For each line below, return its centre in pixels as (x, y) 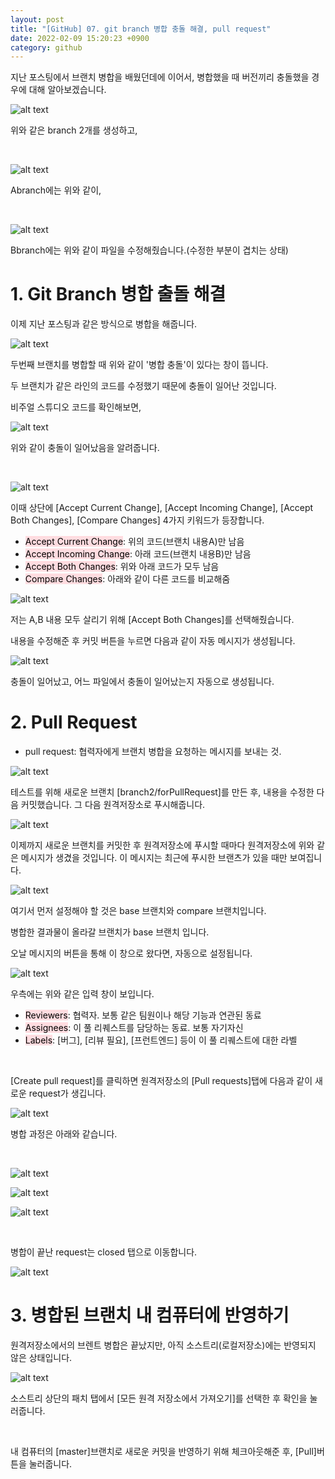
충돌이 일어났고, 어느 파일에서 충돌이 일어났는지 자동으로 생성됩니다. (142, 682)
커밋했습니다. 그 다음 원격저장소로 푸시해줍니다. (113, 805)
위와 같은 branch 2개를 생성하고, (74, 130)
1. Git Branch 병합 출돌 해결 (118, 294)
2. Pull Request (74, 722)
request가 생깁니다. (67, 1093)
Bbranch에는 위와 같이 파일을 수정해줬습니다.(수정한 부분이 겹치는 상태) (149, 250)
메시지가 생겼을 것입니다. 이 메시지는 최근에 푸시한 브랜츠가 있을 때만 (154, 858)
